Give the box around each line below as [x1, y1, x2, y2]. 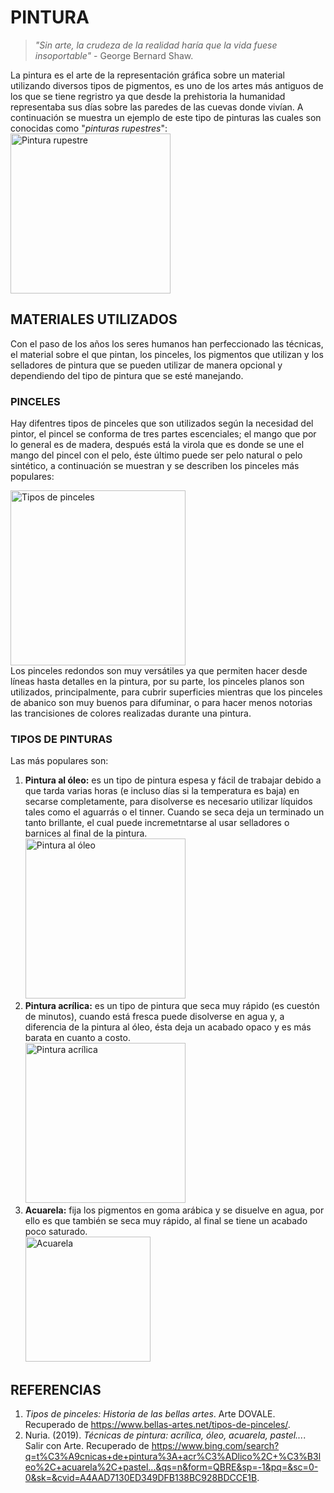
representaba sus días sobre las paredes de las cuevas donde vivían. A [10, 101, 304, 113]
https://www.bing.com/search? [151, 1440, 280, 1452]
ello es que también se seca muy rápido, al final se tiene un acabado [24, 1215, 308, 1227]
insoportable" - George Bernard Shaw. [34, 49, 194, 61]
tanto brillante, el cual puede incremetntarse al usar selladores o [24, 817, 290, 829]
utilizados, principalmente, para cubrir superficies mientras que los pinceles [10, 686, 323, 698]
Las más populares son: [10, 755, 109, 767]
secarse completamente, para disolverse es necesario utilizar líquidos [24, 796, 313, 808]
